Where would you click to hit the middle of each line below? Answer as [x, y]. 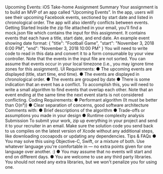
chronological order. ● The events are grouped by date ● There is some [78, 79]
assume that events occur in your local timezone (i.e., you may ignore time [79, 64]
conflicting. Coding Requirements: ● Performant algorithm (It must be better [81, 100]
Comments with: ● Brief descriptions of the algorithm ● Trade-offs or [75, 110]
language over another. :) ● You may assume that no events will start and [78, 152]
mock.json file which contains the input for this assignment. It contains [76, 33]
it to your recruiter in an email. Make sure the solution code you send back [79, 126]
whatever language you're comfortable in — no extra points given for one [78, 146]
